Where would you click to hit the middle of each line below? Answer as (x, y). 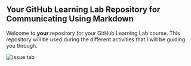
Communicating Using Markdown (70, 19)
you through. (22, 45)
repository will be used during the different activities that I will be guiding (96, 39)
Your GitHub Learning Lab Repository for (83, 10)
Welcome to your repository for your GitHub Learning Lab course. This (93, 33)
